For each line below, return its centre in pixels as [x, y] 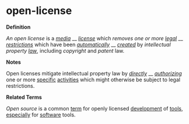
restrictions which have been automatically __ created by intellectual [88, 44]
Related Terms [24, 97]
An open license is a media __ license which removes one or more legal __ [94, 38]
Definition [18, 27]
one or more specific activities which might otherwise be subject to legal [93, 80]
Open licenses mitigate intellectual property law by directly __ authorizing [94, 73]
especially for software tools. [41, 115]
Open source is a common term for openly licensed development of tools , [94, 108]
